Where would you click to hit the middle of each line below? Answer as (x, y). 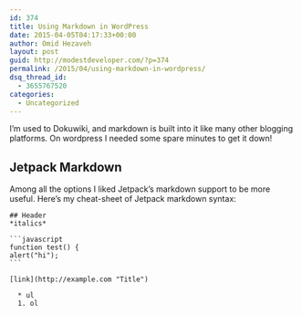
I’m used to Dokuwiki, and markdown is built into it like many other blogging (151, 129)
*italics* (28, 224)
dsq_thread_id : (38, 78)
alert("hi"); (34, 256)
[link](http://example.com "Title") (79, 279)
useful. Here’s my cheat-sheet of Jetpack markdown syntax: (123, 199)
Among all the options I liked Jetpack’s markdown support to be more (140, 189)
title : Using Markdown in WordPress (79, 26)
